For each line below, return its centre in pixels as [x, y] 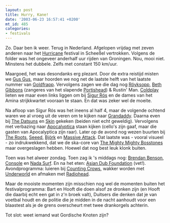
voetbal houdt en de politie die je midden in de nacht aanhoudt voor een [81, 200]
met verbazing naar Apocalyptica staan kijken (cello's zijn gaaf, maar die [81, 126]
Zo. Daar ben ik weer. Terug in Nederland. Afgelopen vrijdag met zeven [80, 48]
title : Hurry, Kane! [27, 15]
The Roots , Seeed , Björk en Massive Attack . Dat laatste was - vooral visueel [84, 137]
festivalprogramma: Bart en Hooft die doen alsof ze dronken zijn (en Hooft [82, 189]
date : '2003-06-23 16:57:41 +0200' [43, 19]
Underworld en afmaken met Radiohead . [48, 174]
